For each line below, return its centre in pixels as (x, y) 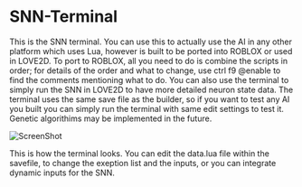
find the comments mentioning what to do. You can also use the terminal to (149, 79)
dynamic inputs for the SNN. (62, 173)
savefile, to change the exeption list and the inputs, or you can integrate (143, 163)
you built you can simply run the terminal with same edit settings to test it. (147, 108)
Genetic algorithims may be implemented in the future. (111, 118)
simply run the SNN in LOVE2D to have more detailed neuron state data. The (151, 89)
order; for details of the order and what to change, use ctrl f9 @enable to (145, 70)
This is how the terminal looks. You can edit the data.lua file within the (139, 153)
